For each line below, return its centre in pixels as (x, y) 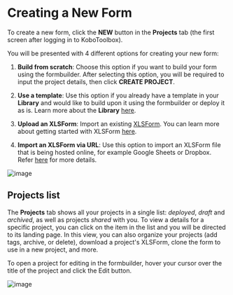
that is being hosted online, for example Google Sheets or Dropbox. (114, 152)
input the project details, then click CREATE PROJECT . (96, 81)
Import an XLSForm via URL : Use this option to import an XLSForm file (119, 144)
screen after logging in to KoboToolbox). (65, 39)
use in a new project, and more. (53, 249)
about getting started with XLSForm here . (77, 131)
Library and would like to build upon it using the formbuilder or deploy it (121, 102)
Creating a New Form (70, 13)
